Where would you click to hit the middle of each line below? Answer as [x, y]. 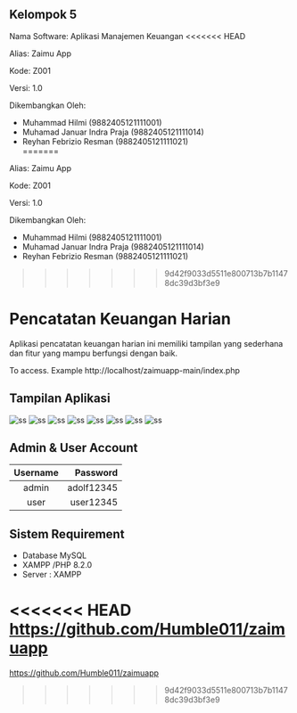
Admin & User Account [74, 448]
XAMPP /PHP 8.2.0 [57, 565]
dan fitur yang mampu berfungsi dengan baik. [94, 353]
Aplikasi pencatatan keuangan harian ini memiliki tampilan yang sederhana [146, 343]
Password [96, 473]
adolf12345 [93, 488]
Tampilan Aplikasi [60, 399]
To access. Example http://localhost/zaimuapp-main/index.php [125, 370]
